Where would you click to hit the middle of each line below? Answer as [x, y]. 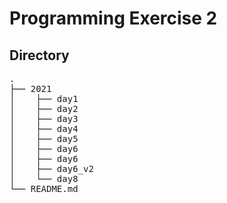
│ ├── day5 [44, 138]
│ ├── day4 [44, 128]
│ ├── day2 [44, 108]
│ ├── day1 [44, 98]
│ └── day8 [44, 178]
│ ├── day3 [44, 118]
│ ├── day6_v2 [51, 168]
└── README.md [44, 188]
